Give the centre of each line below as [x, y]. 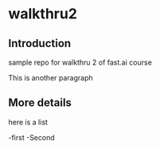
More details [40, 103]
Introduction [40, 43]
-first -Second [32, 137]
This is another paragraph [51, 78]
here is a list [28, 122]
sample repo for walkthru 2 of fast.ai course [80, 62]
